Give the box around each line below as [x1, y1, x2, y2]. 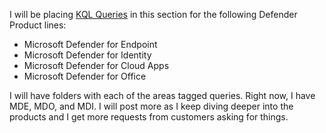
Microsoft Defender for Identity [23, 49, 152, 61]
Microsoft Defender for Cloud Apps [23, 60, 170, 71]
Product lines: [9, 19, 67, 31]
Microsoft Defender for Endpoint [23, 39, 158, 50]
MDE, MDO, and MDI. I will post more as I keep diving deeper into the [9, 100, 294, 112]
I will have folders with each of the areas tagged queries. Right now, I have [9, 90, 316, 101]
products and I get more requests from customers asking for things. [9, 111, 289, 123]
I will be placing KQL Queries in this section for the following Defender [9, 9, 298, 20]
